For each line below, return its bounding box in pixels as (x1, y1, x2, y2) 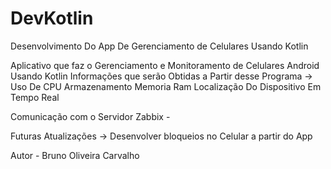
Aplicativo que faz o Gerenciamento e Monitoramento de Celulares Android (10, 59, 320, 71)
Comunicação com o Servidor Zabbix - (10, 110, 171, 122)
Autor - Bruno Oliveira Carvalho (10, 149, 140, 161)
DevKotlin (10, 7, 94, 30)
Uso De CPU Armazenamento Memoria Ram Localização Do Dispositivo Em (10, 80, 322, 92)
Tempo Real (10, 91, 60, 103)
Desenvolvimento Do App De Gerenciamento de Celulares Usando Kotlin (10, 40, 309, 52)
